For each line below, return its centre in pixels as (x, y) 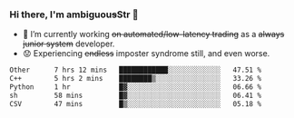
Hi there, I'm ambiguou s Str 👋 (74, 15)
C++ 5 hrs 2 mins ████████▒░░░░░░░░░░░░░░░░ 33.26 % (135, 79)
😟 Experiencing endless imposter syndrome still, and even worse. (146, 54)
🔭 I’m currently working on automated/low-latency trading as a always (153, 34)
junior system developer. (69, 44)
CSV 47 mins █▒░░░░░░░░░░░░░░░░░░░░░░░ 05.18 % (135, 103)
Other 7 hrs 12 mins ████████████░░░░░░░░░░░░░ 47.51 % (135, 70)
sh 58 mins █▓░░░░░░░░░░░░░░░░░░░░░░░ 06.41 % (135, 95)
